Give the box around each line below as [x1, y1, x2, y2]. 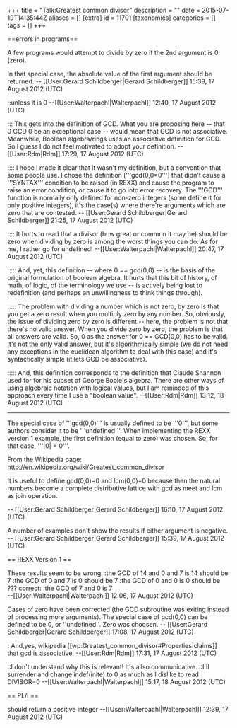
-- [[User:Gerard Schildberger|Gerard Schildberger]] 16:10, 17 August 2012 [7, 505, 224, 514]
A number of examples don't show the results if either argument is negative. [7, 526, 228, 535]
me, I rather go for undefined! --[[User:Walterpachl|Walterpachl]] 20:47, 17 [7, 245, 224, 253]
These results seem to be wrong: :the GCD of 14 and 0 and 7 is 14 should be [7, 569, 229, 577]
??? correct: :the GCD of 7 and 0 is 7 [7, 584, 113, 592]
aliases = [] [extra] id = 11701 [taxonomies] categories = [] [49, 13, 217, 22]
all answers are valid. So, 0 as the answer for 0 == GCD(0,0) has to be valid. [7, 333, 228, 340]
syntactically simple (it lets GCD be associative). [7, 355, 147, 363]
